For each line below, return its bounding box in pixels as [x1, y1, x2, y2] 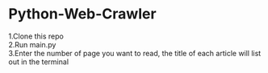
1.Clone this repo [8, 31, 65, 41]
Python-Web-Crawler [8, 5, 157, 23]
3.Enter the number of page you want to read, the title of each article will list [8, 48, 262, 58]
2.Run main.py [8, 39, 57, 49]
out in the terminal [8, 57, 69, 67]
